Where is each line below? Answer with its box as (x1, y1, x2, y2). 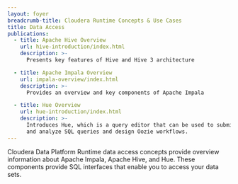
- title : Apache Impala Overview (13, 69, 113, 76)
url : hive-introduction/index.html (20, 43, 125, 50)
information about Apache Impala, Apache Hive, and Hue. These (7, 155, 195, 163)
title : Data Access (7, 23, 65, 30)
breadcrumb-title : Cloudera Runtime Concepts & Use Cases (7, 17, 182, 24)
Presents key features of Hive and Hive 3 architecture (25, 57, 195, 64)
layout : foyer (7, 10, 50, 18)
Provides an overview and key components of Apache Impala (25, 89, 204, 96)
